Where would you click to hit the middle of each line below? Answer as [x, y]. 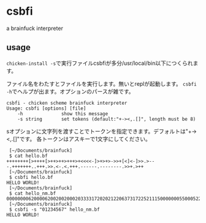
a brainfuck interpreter [35, 28]
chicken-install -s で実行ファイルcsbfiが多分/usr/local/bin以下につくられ [100, 63]
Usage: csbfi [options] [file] [46, 108]
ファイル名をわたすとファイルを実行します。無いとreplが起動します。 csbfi [102, 83]
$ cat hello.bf [28, 156]
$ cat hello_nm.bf [32, 193]
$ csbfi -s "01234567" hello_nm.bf [54, 210]
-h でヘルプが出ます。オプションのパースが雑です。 [70, 91]
